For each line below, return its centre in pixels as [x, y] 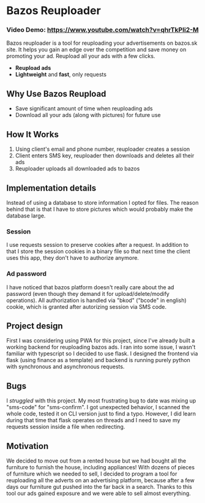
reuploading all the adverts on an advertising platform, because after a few [100, 480]
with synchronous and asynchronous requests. [65, 367]
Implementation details [51, 188]
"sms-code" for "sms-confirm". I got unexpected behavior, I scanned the [98, 407]
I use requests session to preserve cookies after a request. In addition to [97, 245]
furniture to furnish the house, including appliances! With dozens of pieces [100, 467]
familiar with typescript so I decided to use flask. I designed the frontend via [102, 354]
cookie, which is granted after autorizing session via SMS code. [87, 306]
